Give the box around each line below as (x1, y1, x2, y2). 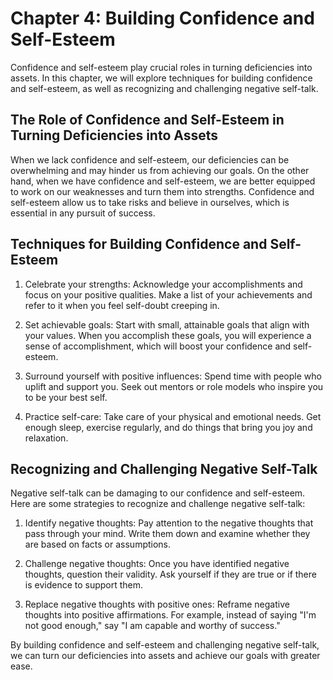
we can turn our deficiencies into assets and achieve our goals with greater (10, 650, 321, 662)
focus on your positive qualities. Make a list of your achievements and (24, 288, 313, 301)
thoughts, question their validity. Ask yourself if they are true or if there (24, 568, 317, 581)
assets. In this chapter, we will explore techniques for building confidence (10, 72, 313, 84)
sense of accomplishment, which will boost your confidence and (24, 340, 292, 352)
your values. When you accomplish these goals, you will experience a (24, 329, 312, 341)
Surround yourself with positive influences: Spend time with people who (24, 370, 322, 382)
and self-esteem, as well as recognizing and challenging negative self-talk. (10, 82, 319, 94)
